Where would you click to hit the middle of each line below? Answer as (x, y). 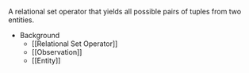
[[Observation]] (57, 52)
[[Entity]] (46, 60)
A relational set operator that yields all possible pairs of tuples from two (125, 12)
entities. (21, 20)
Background (40, 35)
